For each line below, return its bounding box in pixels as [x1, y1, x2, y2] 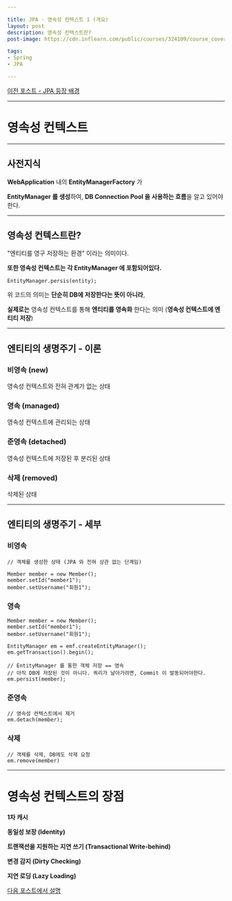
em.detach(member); [7, 717, 64, 723]
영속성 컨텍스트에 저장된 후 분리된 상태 [7, 454, 110, 462]
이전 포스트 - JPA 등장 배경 [7, 86, 80, 95]
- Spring [7, 55, 32, 61]
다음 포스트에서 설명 [7, 886, 61, 895]
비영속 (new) [7, 365, 48, 374]
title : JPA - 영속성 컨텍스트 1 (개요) [7, 16, 109, 23]
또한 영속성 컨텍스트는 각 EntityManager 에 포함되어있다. [7, 264, 162, 272]
